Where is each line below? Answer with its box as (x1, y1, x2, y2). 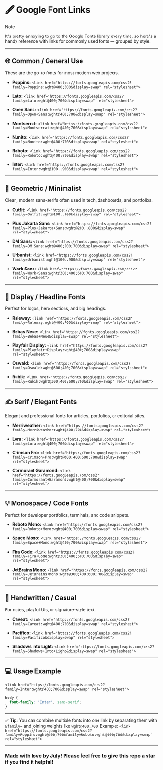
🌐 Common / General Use (5, 57, 83, 65)
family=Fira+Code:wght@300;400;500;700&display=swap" (12, 554, 123, 559)
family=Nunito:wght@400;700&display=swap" (12, 139, 99, 144)
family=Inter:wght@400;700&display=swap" (5, 687, 90, 692)
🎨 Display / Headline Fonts (5, 293, 86, 301)
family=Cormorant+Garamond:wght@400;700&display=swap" (12, 477, 126, 482)
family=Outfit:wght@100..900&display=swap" (12, 212, 102, 217)
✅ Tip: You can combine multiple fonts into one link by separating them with (5, 717, 157, 723)
